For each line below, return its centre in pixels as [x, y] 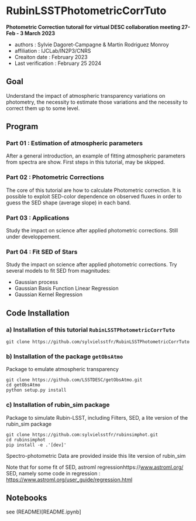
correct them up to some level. [43, 108]
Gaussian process [36, 282]
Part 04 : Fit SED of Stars [42, 252]
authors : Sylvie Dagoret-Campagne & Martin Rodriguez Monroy [92, 44]
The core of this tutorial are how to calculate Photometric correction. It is [94, 190]
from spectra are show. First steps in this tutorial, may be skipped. [86, 162]
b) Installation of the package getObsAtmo [65, 357]
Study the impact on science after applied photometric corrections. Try [92, 265]
